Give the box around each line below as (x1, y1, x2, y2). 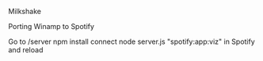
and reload (8, 45, 44, 54)
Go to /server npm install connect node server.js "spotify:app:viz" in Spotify (8, 37, 255, 46)
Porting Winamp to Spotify (8, 22, 95, 30)
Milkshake (8, 7, 42, 16)
